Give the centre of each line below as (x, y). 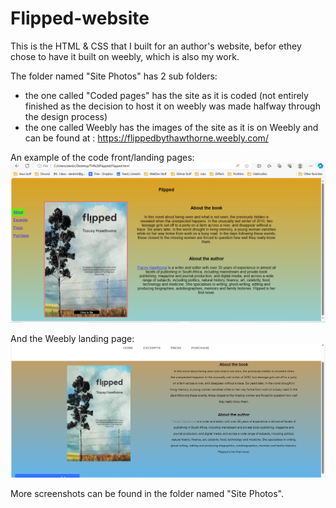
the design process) (66, 116)
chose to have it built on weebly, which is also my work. (125, 56)
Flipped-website (80, 18)
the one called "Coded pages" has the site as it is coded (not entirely (166, 95)
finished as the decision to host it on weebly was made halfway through (172, 106)
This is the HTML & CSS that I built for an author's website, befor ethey (156, 46)
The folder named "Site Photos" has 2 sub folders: (114, 76)
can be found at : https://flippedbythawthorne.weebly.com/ (146, 138)
